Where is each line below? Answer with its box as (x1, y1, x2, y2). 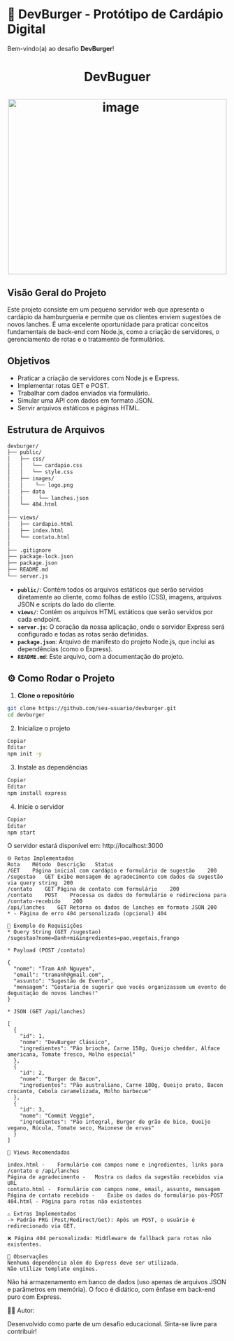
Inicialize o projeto (17, 724, 71, 732)
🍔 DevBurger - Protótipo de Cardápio (7, 6, 224, 22)
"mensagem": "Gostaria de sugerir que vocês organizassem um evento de (13, 984, 227, 991)
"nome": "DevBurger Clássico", (20, 1039, 111, 1046)
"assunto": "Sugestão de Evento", (13, 978, 114, 985)
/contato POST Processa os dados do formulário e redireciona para (7, 892, 227, 899)
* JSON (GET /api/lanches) (7, 1008, 86, 1015)
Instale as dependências (17, 763, 88, 772)
